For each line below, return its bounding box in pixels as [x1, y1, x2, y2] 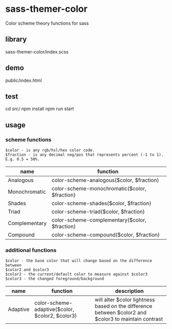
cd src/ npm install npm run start [5, 106, 74, 112]
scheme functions [5, 136, 52, 143]
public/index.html [5, 77, 42, 83]
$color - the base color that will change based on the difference [5, 258, 153, 264]
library [5, 35, 27, 44]
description [115, 287, 144, 295]
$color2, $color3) [34, 312, 77, 319]
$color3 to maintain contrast [94, 316, 163, 323]
